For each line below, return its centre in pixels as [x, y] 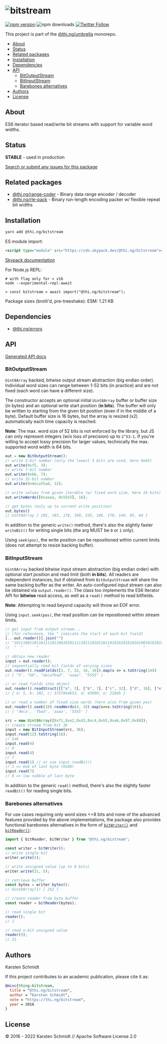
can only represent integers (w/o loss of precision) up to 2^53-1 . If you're [80, 436]
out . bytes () [17, 511]
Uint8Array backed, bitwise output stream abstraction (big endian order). [80, 380]
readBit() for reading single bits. [39, 791]
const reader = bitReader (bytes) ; [41, 903]
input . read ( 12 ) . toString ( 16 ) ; [37, 734]
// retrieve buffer [25, 880]
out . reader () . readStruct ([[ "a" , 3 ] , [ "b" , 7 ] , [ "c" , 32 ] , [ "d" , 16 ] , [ [81, 689]
